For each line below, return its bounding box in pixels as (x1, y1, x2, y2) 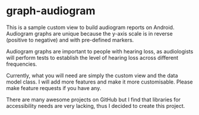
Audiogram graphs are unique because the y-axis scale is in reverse (6, 30, 173, 37)
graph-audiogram (6, 4, 96, 18)
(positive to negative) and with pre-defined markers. (6, 36, 134, 43)
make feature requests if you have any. (6, 84, 102, 91)
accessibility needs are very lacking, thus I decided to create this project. (6, 102, 185, 109)
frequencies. (6, 60, 37, 68)
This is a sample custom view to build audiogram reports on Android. (6, 24, 175, 31)
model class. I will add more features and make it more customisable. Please (6, 78, 193, 85)
